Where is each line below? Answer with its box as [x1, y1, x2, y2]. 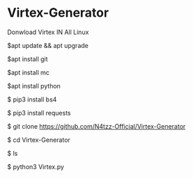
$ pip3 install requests [7, 108, 71, 117]
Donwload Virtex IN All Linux [7, 28, 89, 36]
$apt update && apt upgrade [7, 41, 88, 49]
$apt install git [7, 54, 48, 63]
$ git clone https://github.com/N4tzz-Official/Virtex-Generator [7, 122, 186, 130]
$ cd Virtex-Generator [7, 136, 71, 144]
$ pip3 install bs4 [7, 95, 57, 104]
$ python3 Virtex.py [7, 162, 65, 171]
